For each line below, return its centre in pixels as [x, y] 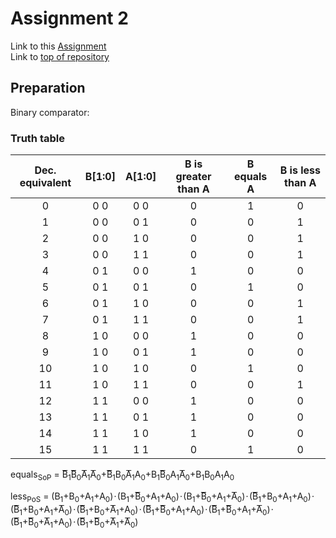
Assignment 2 [69, 18]
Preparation [48, 88]
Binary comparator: [50, 112]
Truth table [37, 138]
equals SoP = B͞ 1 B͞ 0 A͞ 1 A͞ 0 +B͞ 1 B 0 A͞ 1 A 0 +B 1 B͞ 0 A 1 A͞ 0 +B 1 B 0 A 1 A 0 [122, 475]
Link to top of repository [60, 56]
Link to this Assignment [58, 46]
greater [193, 177]
